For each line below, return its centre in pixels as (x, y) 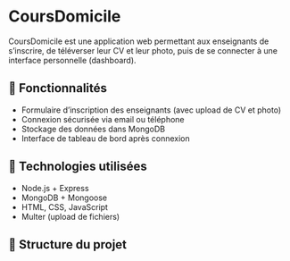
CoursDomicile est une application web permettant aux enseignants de (139, 41)
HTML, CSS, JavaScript (65, 206)
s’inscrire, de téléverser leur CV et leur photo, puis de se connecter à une (143, 50)
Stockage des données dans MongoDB (93, 129)
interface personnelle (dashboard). (72, 60)
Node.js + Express (55, 188)
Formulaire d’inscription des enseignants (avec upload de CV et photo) (151, 110)
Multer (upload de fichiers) (70, 216)
